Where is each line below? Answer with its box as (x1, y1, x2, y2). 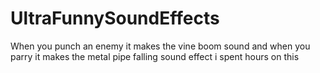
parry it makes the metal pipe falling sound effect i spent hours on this (10, 50, 300, 62)
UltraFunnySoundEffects (10, 7, 220, 30)
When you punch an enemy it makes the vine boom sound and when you (10, 40, 311, 52)
